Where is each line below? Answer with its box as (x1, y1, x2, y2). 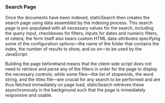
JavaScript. (5, 51, 29, 57)
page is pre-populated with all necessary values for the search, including (5, 25, 154, 31)
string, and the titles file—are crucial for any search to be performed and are (5, 76, 161, 82)
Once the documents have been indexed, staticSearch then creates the (5, 15, 150, 21)
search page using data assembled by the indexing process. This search (5, 20, 153, 26)
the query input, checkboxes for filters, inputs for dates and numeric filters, (5, 31, 158, 36)
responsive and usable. (5, 92, 53, 98)
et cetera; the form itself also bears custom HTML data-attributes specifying (5, 35, 161, 41)
